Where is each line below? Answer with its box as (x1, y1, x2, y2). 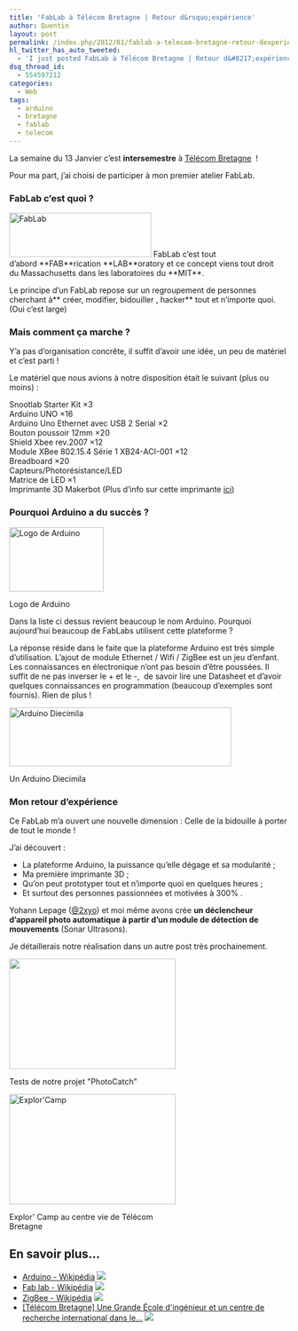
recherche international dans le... (21, 1312, 144, 1323)
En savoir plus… (9, 1247, 100, 1262)
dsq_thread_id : (9, 63, 66, 72)
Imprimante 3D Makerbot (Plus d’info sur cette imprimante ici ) (9, 484, 235, 495)
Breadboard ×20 (9, 456, 70, 467)
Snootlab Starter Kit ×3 (9, 399, 93, 410)
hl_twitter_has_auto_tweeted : (9, 46, 122, 55)
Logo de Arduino (9, 598, 71, 609)
